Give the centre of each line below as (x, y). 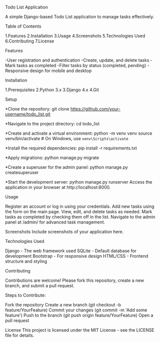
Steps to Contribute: (26, 295)
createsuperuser (22, 172)
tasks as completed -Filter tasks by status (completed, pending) (81, 65)
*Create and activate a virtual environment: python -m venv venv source (79, 133)
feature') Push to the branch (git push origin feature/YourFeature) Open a (79, 315)
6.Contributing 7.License (30, 41)
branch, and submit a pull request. (40, 285)
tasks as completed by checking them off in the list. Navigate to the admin (80, 217)
